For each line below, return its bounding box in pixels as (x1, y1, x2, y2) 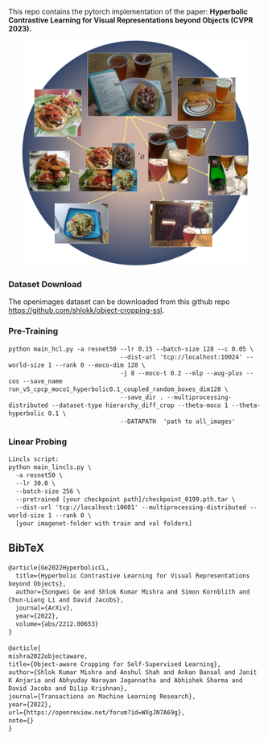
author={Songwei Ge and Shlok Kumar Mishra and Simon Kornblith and (15, 587, 250, 596)
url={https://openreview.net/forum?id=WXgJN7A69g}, (8, 708, 185, 717)
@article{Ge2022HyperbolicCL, (8, 563, 110, 572)
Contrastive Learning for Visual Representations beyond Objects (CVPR (8, 15, 254, 25)
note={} (8, 716, 35, 725)
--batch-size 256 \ (15, 487, 81, 495)
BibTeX (8, 541, 44, 555)
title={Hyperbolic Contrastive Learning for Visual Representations (15, 571, 250, 580)
